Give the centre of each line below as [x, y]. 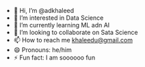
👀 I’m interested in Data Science [58, 18]
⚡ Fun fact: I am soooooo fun [54, 57]
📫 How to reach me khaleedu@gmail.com [73, 40]
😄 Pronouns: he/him [42, 50]
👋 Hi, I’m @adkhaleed [44, 11]
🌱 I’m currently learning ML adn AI [62, 25]
